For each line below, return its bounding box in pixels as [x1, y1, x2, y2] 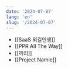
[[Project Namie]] [14, 56, 57, 63]
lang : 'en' [6, 14, 33, 20]
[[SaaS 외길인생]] [14, 36, 56, 43]
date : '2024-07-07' [6, 8, 54, 15]
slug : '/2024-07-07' [6, 19, 57, 25]
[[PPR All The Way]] [14, 43, 63, 50]
